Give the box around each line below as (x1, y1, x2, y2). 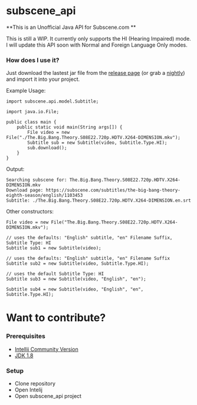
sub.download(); (27, 145, 67, 151)
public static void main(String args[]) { (17, 124, 123, 130)
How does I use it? (6, 56, 60, 64)
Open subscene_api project (14, 393, 81, 400)
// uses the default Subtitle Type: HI (6, 271, 104, 277)
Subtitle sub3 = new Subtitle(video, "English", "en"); (6, 276, 146, 282)
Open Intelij (14, 386, 43, 393)
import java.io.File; (6, 109, 60, 115)
